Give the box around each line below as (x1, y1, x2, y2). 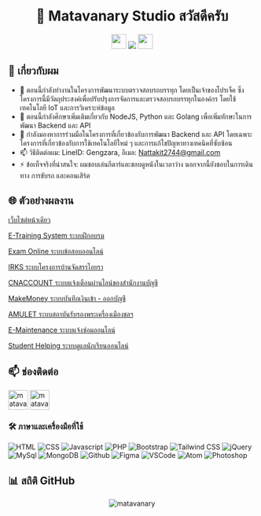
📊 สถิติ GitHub (8, 474, 75, 488)
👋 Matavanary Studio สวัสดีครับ (35, 7, 229, 25)
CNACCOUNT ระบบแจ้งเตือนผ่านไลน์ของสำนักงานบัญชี (8, 278, 159, 287)
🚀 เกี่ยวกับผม (8, 64, 59, 78)
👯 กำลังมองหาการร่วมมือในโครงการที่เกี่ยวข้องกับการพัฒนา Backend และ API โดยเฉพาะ (19, 129, 253, 138)
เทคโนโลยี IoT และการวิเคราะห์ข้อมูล (19, 102, 116, 112)
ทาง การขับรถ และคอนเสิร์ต (19, 171, 90, 180)
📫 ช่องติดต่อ (8, 365, 59, 378)
